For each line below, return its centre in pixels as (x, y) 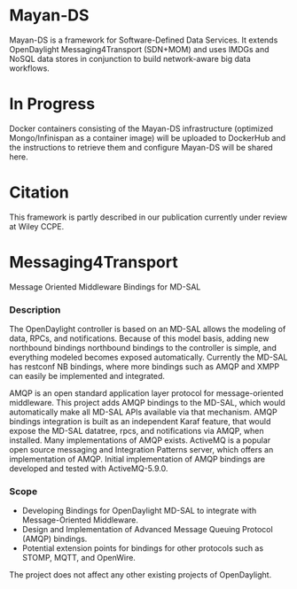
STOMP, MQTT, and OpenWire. (78, 558)
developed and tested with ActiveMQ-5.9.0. (89, 469)
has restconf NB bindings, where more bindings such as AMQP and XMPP (145, 367)
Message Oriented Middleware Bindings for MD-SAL (105, 287)
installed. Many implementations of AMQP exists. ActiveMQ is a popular (140, 440)
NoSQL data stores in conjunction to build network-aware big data (130, 58)
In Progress (52, 104)
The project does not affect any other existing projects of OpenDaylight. (141, 575)
